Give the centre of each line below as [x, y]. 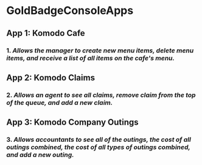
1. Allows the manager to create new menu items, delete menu [100, 51]
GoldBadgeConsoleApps [70, 11]
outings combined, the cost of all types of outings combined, [98, 147]
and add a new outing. [40, 155]
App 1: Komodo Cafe [46, 33]
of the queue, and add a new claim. [60, 102]
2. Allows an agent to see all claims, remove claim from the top [101, 95]
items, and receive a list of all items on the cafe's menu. [91, 58]
